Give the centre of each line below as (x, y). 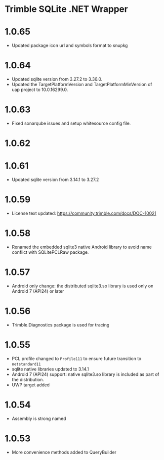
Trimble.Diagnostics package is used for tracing (61, 324)
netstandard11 (26, 364)
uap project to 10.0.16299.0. (40, 90)
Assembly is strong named (39, 418)
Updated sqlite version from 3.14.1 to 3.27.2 (55, 180)
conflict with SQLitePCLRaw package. (50, 252)
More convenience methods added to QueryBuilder (64, 452)
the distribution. (28, 379)
